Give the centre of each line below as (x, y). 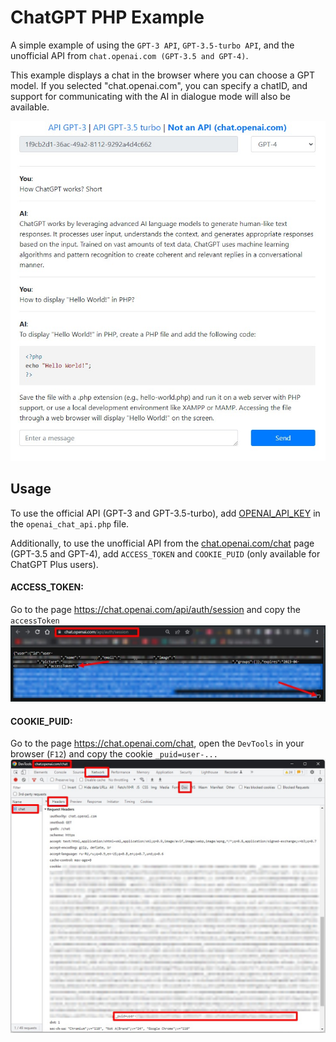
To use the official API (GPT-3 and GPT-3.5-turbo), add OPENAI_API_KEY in (165, 513)
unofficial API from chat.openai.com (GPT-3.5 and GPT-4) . (129, 55)
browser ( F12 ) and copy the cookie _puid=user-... (114, 754)
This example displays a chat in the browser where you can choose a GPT (163, 75)
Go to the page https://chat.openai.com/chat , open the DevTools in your (157, 743)
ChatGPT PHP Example (107, 17)
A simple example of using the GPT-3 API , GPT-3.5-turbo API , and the (152, 45)
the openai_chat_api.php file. (70, 523)
